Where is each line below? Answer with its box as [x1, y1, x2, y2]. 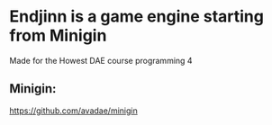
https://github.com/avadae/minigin [9, 105, 138, 116]
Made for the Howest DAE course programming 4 [9, 55, 193, 66]
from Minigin [9, 25, 107, 46]
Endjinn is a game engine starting [9, 6, 264, 27]
